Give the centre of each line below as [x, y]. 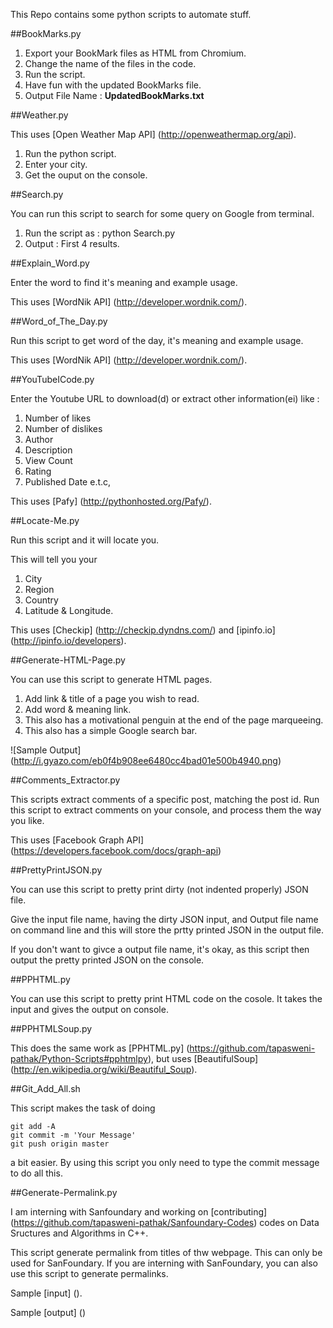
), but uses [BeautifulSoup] [203, 1058]
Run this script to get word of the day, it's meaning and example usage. [157, 340]
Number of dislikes [63, 428]
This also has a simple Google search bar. [111, 730]
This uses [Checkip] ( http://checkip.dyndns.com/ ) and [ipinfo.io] [143, 630]
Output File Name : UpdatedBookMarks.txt [114, 95]
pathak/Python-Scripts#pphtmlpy [79, 1058]
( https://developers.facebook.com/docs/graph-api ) [116, 850]
